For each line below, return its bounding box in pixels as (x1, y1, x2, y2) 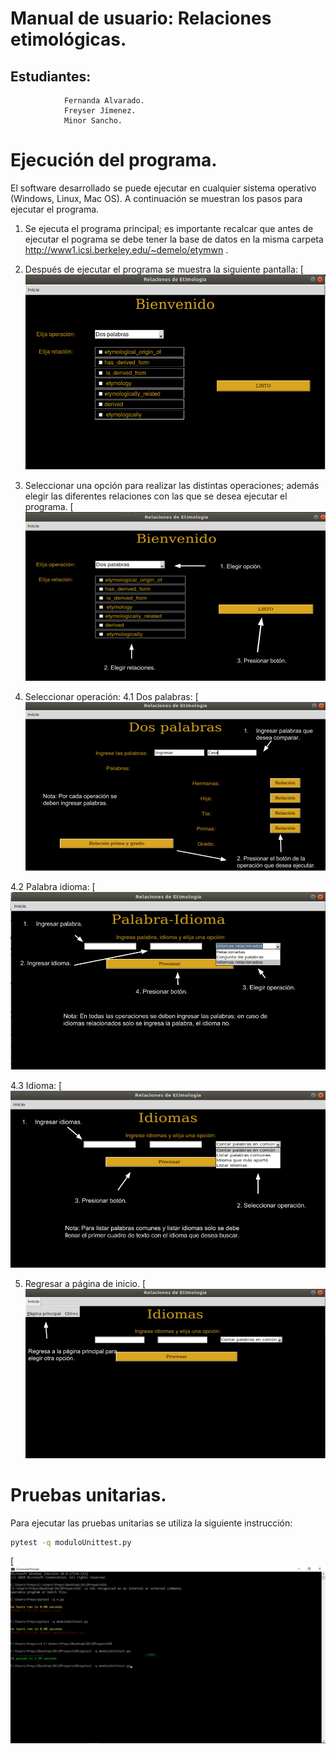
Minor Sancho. (63, 116, 123, 126)
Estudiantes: (10, 68, 92, 85)
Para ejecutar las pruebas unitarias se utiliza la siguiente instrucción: (10, 1517, 293, 1529)
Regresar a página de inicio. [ (24, 1278, 147, 1290)
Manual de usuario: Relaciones (10, 7, 272, 30)
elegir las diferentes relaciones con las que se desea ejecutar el (24, 490, 288, 502)
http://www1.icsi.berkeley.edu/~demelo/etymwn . (24, 243, 229, 256)
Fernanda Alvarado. (63, 96, 145, 106)
